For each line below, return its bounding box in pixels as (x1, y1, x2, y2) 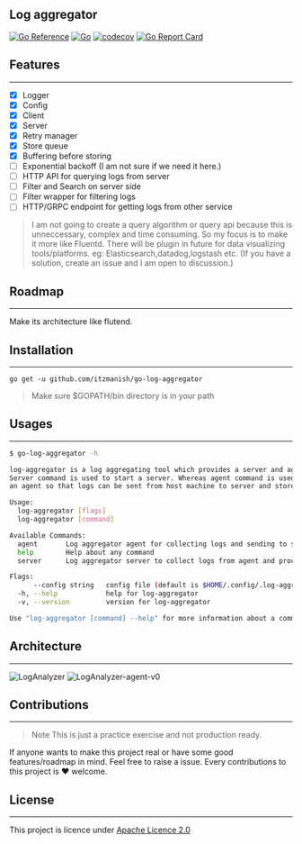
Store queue (22, 140, 69, 151)
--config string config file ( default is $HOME (32, 581, 223, 590)
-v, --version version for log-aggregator (17, 598, 211, 607)
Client (22, 110, 45, 121)
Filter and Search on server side (22, 181, 142, 192)
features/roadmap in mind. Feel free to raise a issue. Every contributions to (9, 757, 287, 767)
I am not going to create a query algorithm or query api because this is (31, 220, 293, 231)
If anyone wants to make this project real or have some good (9, 747, 234, 758)
